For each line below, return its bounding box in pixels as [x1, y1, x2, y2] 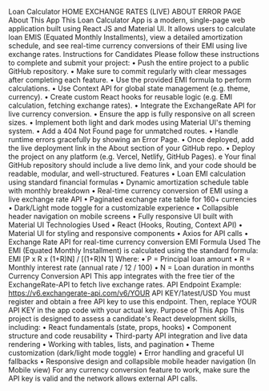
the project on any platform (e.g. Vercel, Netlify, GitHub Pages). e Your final [8, 152, 256, 161]
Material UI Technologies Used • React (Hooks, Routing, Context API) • [8, 220, 243, 230]
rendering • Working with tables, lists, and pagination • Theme [8, 340, 215, 348]
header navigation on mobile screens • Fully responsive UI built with [8, 212, 234, 221]
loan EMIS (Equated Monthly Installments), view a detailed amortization [8, 32, 243, 42]
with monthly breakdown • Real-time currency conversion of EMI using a [8, 186, 248, 195]
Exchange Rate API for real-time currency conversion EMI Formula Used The [8, 237, 261, 246]
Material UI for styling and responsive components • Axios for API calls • [8, 229, 249, 238]
